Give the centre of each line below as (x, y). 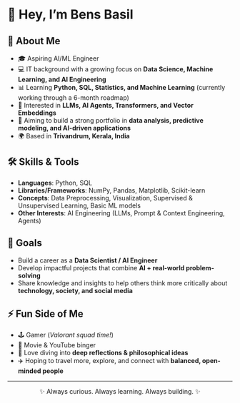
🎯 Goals (25, 243)
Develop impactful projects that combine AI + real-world (101, 267)
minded (29, 371)
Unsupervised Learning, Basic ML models (79, 205)
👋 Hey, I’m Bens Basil (70, 15)
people (53, 371)
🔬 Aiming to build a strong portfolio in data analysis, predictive (110, 120)
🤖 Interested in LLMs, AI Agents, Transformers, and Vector (106, 105)
